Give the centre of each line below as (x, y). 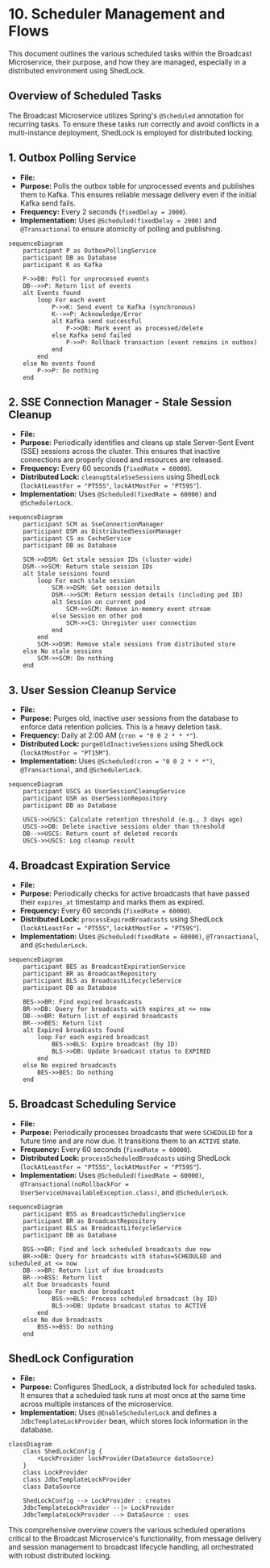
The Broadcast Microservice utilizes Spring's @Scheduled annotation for (126, 115)
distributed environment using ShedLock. (77, 70)
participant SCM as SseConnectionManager (93, 525)
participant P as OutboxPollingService (90, 251)
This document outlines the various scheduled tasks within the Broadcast (130, 53)
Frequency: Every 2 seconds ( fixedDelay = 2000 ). (104, 211)
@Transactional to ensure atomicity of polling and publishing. (121, 229)
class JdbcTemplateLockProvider (77, 1479)
